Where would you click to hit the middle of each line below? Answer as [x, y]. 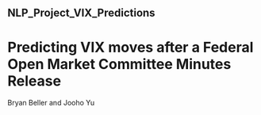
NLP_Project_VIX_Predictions [81, 13]
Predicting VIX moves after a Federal [130, 47]
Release [34, 80]
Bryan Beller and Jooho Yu [51, 103]
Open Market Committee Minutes [119, 64]
